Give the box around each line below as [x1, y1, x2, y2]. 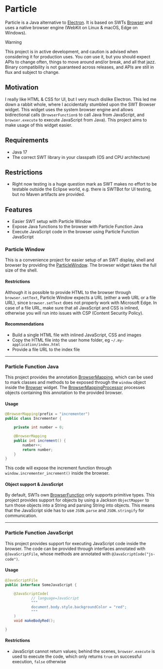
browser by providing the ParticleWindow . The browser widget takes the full [5, 262, 157, 268]
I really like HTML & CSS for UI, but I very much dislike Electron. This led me [5, 96, 157, 102]
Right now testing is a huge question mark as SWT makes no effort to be [12, 181, 157, 187]
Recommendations [5, 321, 44, 327]
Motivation [5, 84, 39, 92]
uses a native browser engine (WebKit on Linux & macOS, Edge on [5, 24, 138, 30]
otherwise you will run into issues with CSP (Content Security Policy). [5, 310, 144, 316]
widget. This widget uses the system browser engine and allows [5, 106, 133, 112]
